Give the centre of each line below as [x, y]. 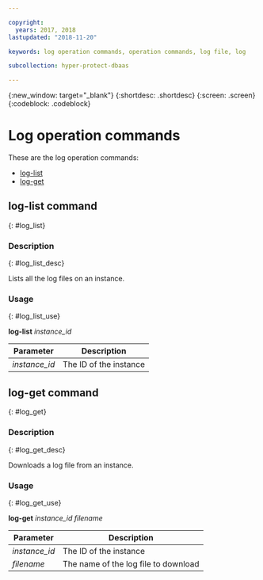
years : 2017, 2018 [46, 30]
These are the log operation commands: [74, 158]
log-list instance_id [40, 332]
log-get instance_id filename [55, 518]
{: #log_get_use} [35, 502]
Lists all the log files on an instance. [67, 279]
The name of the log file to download [131, 563]
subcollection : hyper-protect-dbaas [69, 66]
